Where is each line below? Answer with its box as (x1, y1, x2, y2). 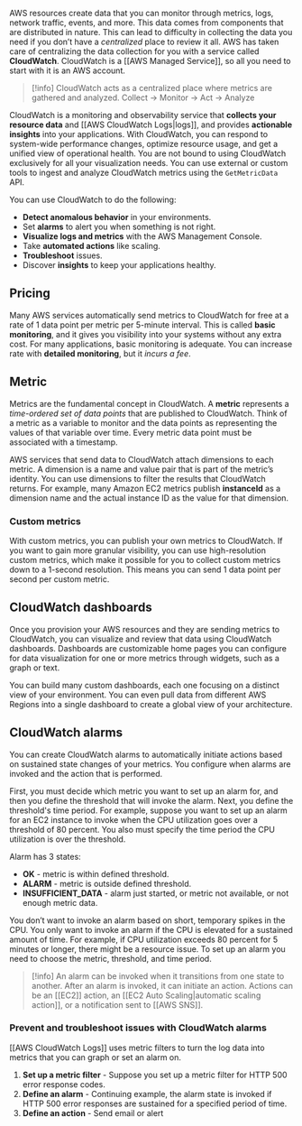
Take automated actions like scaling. (22, 241, 160, 251)
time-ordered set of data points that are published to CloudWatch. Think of (9, 408, 288, 419)
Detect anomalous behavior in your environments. (22, 212, 212, 222)
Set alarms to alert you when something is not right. (22, 221, 216, 232)
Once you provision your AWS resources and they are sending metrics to (9, 623, 280, 634)
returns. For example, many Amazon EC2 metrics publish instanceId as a (9, 483, 281, 494)
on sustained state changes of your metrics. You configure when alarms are (9, 758, 291, 770)
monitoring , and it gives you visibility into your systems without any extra (9, 328, 282, 339)
